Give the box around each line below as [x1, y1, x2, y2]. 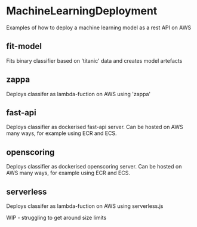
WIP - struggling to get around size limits [6, 214, 107, 221]
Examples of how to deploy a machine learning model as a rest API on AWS [6, 24, 192, 31]
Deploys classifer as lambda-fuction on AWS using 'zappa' [6, 90, 151, 97]
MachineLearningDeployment [6, 4, 158, 18]
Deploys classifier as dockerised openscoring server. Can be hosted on [6, 163, 182, 170]
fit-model [6, 41, 42, 51]
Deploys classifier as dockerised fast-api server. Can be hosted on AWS [6, 124, 183, 131]
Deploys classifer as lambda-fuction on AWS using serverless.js [6, 203, 164, 210]
